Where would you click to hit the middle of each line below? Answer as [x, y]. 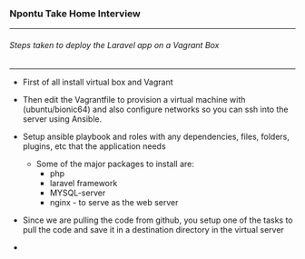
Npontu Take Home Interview [75, 14]
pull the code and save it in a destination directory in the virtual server [153, 229]
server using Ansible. [62, 119]
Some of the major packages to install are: [115, 164]
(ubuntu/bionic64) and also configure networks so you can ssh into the [155, 109]
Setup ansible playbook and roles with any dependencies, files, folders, [156, 136]
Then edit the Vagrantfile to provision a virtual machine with [134, 99]
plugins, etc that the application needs [94, 146]
